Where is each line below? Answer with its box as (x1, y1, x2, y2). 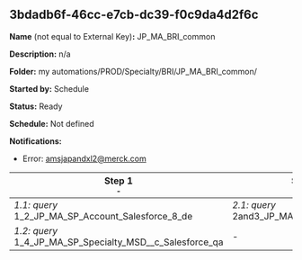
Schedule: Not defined (9, 118, 94, 129)
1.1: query (13, 198, 58, 211)
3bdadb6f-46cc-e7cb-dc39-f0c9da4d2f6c (9, 7, 259, 22)
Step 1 (104, 175, 133, 187)
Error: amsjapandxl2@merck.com (22, 153, 147, 164)
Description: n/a (9, 49, 71, 59)
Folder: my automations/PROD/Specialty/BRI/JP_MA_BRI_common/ (9, 66, 258, 76)
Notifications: (9, 135, 62, 147)
